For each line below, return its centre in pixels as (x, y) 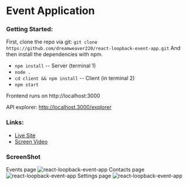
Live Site (25, 135)
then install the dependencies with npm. (54, 55)
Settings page (94, 176)
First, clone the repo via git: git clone (52, 42)
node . (23, 73)
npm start (27, 85)
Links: (15, 123)
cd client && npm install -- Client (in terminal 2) (75, 78)
